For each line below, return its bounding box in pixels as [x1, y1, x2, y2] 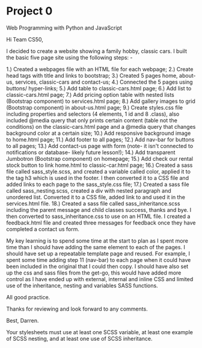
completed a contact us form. [6, 225, 79, 232]
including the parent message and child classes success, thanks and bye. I [6, 206, 192, 213]
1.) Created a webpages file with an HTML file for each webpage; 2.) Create [6, 65, 194, 73]
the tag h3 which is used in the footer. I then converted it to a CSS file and [6, 174, 189, 181]
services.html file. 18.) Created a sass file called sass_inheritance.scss [6, 200, 180, 207]
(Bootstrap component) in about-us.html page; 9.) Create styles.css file [6, 104, 183, 111]
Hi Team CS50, [6, 36, 44, 43]
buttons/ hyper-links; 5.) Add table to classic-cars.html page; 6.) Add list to [6, 84, 192, 92]
